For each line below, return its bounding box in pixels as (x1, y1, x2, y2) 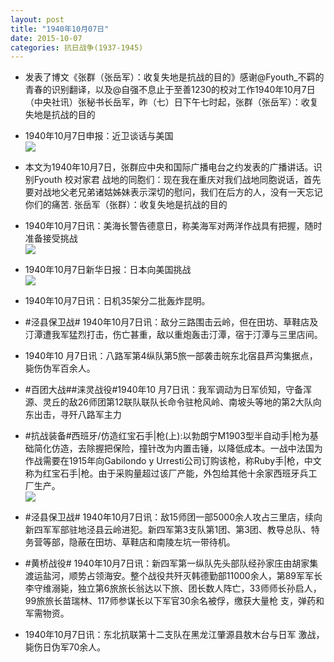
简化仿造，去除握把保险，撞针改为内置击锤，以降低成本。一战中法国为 (33, 442, 323, 455)
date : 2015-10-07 (10, 33, 83, 43)
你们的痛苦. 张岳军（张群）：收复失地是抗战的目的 (24, 199, 228, 211)
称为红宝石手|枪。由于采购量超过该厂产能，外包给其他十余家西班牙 (24, 467, 300, 480)
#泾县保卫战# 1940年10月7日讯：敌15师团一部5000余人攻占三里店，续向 (24, 511, 323, 523)
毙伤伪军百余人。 (24, 362, 96, 375)
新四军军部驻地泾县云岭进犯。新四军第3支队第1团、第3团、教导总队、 (24, 524, 312, 536)
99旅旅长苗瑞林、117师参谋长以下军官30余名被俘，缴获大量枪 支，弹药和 (24, 595, 325, 607)
